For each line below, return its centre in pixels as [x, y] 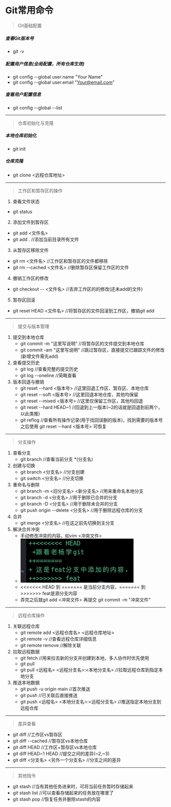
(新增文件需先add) [39, 356]
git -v [18, 51]
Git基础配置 [30, 25]
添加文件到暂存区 [31, 222]
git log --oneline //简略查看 [48, 375]
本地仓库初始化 [21, 136]
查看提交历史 [26, 362]
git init [19, 149]
